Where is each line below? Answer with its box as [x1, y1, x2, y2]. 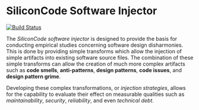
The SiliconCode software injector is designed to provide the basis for [6, 35, 178, 42]
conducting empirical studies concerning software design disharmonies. [6, 41, 184, 48]
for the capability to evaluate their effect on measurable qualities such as [6, 90, 185, 98]
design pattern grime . [6, 73, 61, 80]
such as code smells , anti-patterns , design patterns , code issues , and [6, 66, 182, 73]
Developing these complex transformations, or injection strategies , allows [6, 84, 186, 91]
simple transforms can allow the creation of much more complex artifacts [6, 60, 185, 67]
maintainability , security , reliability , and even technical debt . [6, 96, 154, 104]
